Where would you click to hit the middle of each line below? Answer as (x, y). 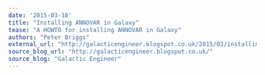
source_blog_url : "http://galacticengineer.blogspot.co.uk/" (111, 52)
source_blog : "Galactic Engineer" (65, 59)
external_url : (32, 45)
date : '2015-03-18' (40, 15)
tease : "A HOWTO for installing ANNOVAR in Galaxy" (95, 30)
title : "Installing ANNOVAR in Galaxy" (74, 23)
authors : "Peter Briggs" (49, 37)
